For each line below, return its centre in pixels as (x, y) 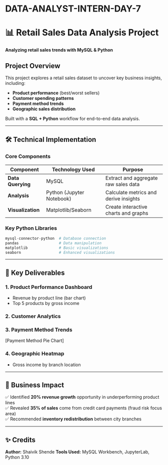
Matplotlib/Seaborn (69, 210)
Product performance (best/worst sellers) (56, 93)
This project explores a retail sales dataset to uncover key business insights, (84, 78)
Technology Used (73, 170)
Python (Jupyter (65, 192)
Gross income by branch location (46, 365)
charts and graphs (127, 213)
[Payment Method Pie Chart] (34, 341)
